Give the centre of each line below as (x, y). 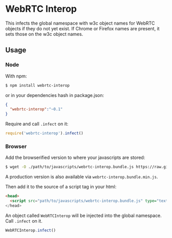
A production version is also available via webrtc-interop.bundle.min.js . (82, 177)
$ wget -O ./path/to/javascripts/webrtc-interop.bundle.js (70, 167)
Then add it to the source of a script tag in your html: (61, 187)
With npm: (16, 76)
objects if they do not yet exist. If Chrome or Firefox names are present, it (82, 28)
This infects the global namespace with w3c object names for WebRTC (80, 23)
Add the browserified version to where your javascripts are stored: (75, 157)
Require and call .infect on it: (37, 124)
